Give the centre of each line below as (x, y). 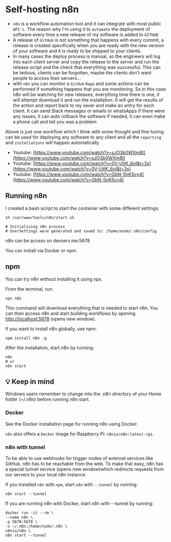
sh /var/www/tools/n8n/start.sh (40, 217)
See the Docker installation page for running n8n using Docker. (72, 424)
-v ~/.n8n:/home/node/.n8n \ (36, 526)
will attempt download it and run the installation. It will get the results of (88, 100)
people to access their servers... (47, 78)
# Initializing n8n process (35, 227)
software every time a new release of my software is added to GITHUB (85, 34)
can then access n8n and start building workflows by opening (70, 313)
